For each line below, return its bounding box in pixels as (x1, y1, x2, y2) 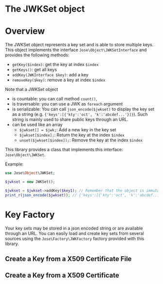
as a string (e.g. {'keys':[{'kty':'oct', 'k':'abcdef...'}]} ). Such (12, 111, 148, 117)
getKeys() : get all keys (12, 67, 57, 72)
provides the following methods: (5, 52, 69, 58)
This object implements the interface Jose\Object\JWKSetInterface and (5, 47, 147, 53)
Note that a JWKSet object (5, 87, 58, 92)
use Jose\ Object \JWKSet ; (5, 171, 55, 176)
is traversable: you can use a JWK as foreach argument (12, 101, 123, 107)
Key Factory (5, 209, 55, 220)
